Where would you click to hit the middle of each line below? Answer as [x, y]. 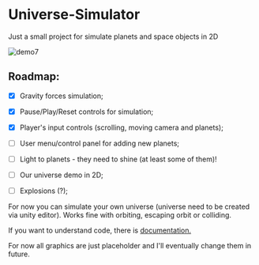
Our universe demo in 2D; [62, 175]
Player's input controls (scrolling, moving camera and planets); [121, 127]
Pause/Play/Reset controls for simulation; [86, 112]
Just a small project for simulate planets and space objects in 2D [113, 36]
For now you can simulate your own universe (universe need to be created [129, 206]
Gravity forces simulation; [62, 96]
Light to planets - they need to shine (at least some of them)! [118, 159]
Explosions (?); [44, 191]
